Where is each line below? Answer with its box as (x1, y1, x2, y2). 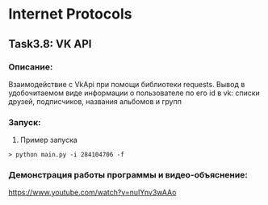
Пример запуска (19, 135, 78, 145)
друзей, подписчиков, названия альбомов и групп (8, 96, 182, 106)
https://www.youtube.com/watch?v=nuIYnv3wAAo (8, 187, 177, 198)
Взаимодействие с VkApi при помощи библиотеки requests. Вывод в (8, 79, 245, 89)
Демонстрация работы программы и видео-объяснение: (8, 169, 248, 181)
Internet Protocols (8, 5, 132, 23)
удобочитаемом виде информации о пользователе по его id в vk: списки (8, 88, 260, 98)
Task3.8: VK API (8, 37, 92, 51)
